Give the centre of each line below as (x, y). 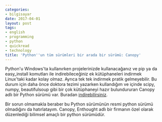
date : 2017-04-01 (23, 19)
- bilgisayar (18, 14)
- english (15, 32)
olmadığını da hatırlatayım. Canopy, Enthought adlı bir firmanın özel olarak (79, 109)
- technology (18, 50)
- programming (20, 37)
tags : (11, 28)
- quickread (17, 46)
